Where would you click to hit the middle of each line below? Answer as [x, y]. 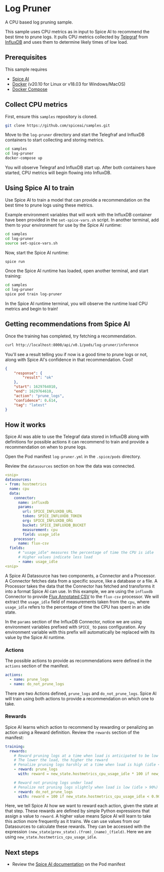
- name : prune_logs [29, 679]
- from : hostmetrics [26, 484]
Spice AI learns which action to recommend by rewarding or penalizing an [79, 727]
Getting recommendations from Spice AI [68, 324]
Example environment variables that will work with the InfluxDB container [79, 214]
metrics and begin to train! [31, 309]
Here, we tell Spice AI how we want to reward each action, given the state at [82, 806]
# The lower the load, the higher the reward [61, 760]
